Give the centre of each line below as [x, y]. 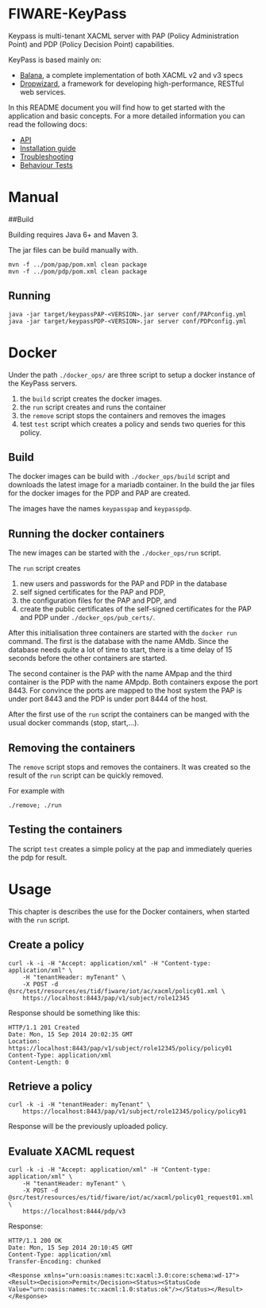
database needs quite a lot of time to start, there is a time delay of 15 [120, 650]
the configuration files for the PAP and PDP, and [98, 600]
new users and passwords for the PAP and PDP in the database [123, 584]
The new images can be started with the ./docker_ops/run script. [115, 553]
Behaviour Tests [46, 165]
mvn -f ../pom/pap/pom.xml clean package [78, 264]
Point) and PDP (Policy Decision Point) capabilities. [91, 44]
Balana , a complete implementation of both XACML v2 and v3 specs [131, 75]
